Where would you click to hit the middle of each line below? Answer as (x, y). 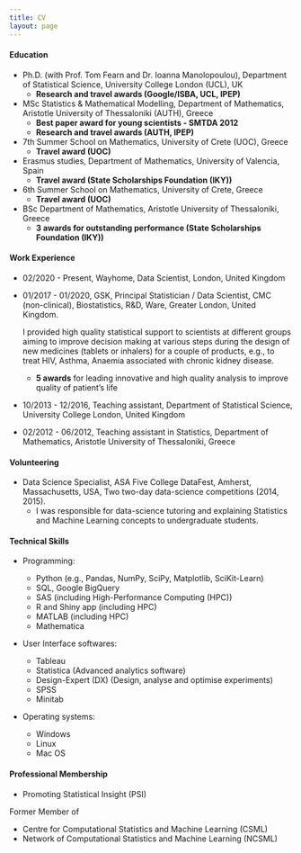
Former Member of (44, 812)
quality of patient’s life (77, 387)
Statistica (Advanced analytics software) (111, 670)
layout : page (34, 26)
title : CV (28, 18)
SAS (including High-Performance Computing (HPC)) (134, 597)
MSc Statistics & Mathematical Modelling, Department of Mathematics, (153, 103)
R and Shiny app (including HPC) (96, 607)
